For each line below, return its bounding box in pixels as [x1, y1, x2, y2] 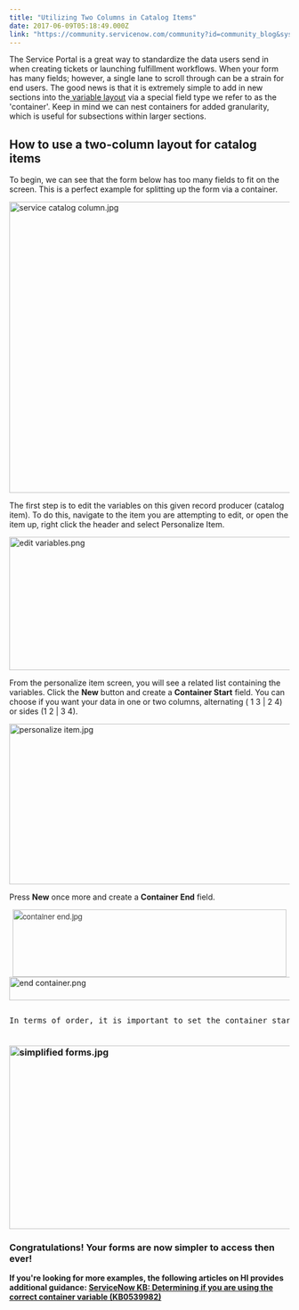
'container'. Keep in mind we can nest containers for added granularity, [9, 102, 270, 112]
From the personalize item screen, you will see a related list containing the [9, 677, 281, 688]
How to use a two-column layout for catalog [9, 137, 257, 152]
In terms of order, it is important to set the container [9, 1015, 268, 1025]
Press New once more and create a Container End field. [9, 891, 215, 902]
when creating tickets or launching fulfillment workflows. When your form [9, 63, 279, 74]
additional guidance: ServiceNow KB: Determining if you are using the [9, 1282, 274, 1293]
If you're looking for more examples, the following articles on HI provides [9, 1273, 285, 1283]
